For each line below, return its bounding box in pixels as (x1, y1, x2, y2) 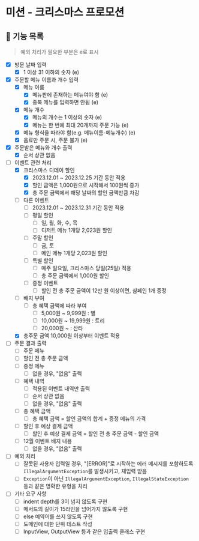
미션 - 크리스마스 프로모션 (5, 5, 125, 19)
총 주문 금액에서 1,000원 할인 (41, 271, 109, 279)
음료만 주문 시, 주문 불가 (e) (23, 136, 88, 144)
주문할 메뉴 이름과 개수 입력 (14, 76, 79, 83)
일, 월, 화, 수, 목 (41, 219, 78, 226)
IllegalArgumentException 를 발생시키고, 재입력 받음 (23, 468, 147, 475)
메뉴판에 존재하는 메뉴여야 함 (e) (32, 91, 108, 98)
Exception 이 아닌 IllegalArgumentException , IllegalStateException (23, 475, 189, 482)
